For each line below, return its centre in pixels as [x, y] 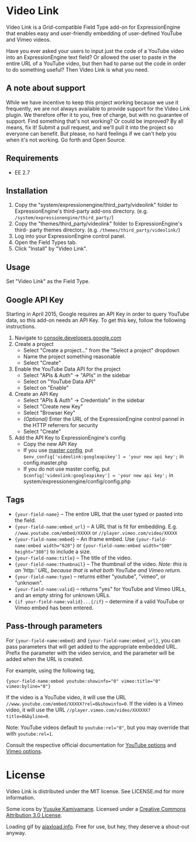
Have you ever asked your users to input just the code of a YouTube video [95, 51]
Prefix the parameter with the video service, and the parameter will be [90, 653]
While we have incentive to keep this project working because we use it [92, 102]
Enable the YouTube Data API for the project [68, 369]
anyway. [16, 833]
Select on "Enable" [46, 388]
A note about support [46, 88]
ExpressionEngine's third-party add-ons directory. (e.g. [81, 211]
